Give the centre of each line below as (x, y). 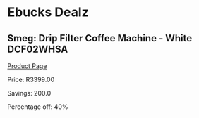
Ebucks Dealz (48, 12)
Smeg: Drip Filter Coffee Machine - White (100, 38)
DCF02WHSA (38, 49)
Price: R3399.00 (31, 79)
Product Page (27, 66)
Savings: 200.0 (29, 93)
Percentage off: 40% (38, 107)
